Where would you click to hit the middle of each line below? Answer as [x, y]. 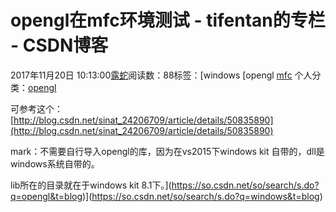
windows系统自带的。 [55, 163]
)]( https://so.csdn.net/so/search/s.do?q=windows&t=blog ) [202, 196]
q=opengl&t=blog [46, 196]
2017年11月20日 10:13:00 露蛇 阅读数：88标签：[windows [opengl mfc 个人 [161, 75]
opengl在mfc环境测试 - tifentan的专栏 [168, 20]
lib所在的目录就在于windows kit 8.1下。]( [91, 185]
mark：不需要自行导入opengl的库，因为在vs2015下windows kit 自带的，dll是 [167, 151]
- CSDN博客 [59, 45]
